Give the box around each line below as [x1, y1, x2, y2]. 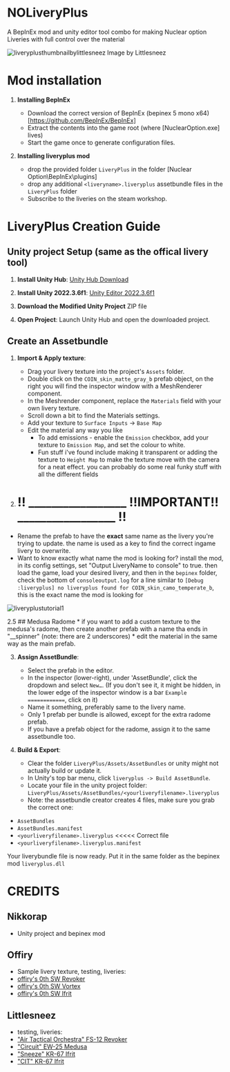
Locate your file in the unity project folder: [27, 781, 147, 789]
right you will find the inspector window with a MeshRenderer [27, 382, 202, 390]
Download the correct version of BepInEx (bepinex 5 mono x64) [27, 109, 209, 117]
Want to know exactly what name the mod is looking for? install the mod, [17, 554, 224, 562]
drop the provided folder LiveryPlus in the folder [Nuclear [27, 164, 192, 173]
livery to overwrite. [17, 546, 71, 554]
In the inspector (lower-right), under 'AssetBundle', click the [27, 673, 198, 681]
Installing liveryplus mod [17, 151, 90, 160]
